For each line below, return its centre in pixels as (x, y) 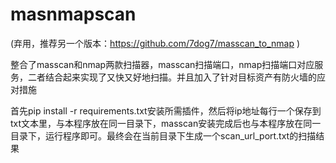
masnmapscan (73, 14)
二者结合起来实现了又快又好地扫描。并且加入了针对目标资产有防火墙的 (172, 77)
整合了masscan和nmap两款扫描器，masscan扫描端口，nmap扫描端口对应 (162, 64)
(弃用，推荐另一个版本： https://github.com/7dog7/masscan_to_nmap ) (155, 43)
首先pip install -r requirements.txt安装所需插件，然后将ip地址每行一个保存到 (166, 110)
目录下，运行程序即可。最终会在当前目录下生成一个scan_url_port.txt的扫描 (163, 135)
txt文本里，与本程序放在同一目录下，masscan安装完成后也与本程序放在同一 (166, 123)
